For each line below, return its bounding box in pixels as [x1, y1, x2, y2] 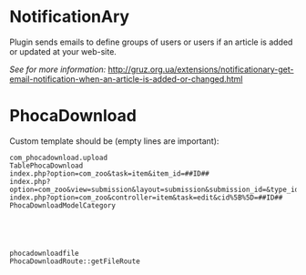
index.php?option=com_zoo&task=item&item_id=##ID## [9, 168, 209, 178]
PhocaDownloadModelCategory [9, 200, 117, 210]
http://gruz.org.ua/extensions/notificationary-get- [107, 64, 294, 75]
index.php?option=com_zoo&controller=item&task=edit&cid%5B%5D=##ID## [9, 193, 283, 202]
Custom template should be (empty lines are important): [9, 135, 219, 147]
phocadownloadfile [9, 249, 79, 258]
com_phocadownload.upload [9, 153, 107, 162]
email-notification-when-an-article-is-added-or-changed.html [9, 73, 243, 84]
